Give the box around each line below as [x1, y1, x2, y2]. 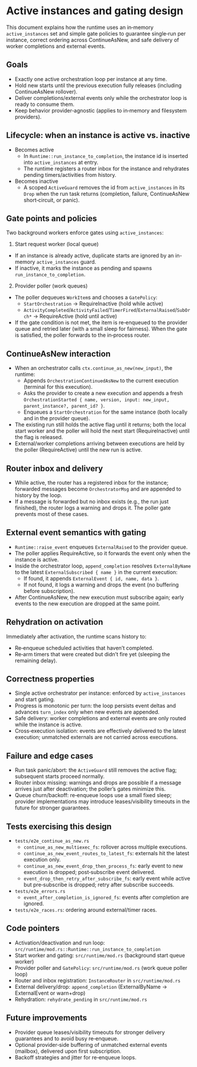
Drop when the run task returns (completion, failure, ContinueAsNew [23, 190, 190, 197]
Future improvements [6, 1013, 88, 1023]
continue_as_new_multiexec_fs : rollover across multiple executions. [23, 843, 188, 850]
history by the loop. [14, 492, 62, 498]
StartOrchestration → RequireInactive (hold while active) [23, 300, 164, 307]
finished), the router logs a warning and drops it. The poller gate [14, 504, 171, 511]
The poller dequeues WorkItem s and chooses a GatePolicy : [14, 294, 158, 301]
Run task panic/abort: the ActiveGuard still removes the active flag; [14, 766, 177, 773]
